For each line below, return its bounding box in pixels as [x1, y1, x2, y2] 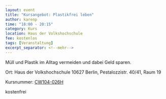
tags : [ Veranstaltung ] [5, 41, 53, 46]
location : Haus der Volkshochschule [5, 31, 83, 36]
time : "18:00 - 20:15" [5, 21, 53, 27]
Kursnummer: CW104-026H [5, 79, 63, 85]
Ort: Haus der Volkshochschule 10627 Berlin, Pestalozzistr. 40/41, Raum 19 [5, 69, 161, 75]
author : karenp [5, 17, 38, 22]
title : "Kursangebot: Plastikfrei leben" [5, 12, 94, 17]
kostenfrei [5, 88, 26, 94]
